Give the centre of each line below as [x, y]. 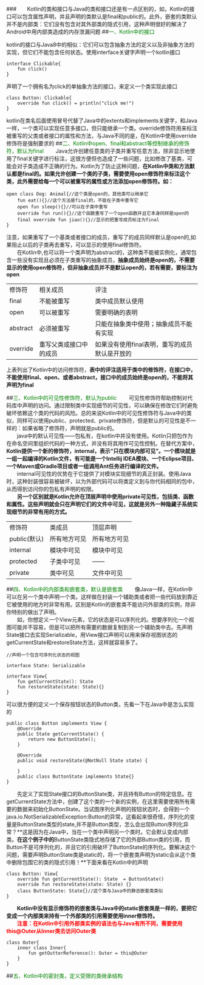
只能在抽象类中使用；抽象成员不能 [144, 324]
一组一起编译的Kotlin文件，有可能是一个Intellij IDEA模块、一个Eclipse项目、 [102, 458]
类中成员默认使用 [119, 301]
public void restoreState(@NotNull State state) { [83, 761]
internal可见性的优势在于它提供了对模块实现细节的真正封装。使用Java [104, 474]
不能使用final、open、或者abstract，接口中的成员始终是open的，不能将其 [100, 377]
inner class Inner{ [42, 948]
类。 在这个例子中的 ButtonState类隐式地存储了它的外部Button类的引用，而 [98, 839]
